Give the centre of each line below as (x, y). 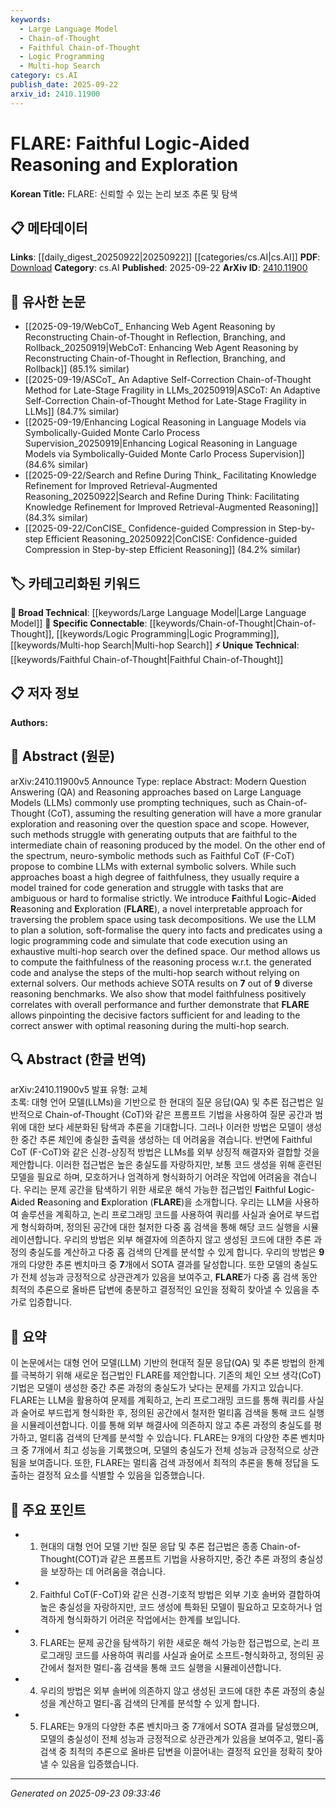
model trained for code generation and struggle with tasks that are (147, 887)
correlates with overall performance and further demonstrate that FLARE (160, 1004)
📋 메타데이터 (49, 227)
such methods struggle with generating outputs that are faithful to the (154, 834)
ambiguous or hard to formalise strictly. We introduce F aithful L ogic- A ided (163, 898)
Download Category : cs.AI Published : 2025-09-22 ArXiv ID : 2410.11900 (159, 268)
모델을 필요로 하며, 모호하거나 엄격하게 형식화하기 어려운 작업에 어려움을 (150, 1177)
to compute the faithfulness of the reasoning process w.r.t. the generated (161, 962)
